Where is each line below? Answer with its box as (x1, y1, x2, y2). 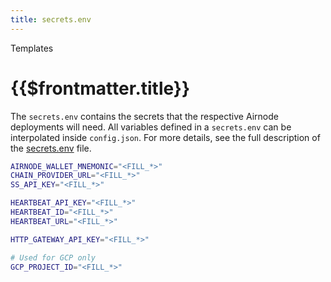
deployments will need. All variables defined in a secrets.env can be (10, 121, 292, 133)
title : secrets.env (10, 14, 92, 25)
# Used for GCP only (10, 252, 97, 263)
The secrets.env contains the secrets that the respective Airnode (10, 110, 279, 122)
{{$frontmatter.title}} (10, 77, 191, 100)
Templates (10, 42, 54, 54)
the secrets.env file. (10, 142, 92, 154)
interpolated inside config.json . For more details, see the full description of (10, 131, 321, 143)
